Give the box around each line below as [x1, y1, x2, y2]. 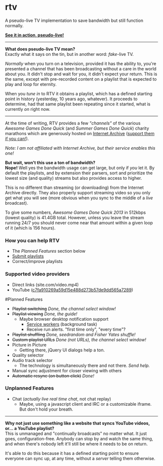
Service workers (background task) [26, 321, 98, 327]
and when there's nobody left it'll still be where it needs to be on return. [5, 441, 148, 447]
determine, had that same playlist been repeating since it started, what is [5, 101, 150, 107]
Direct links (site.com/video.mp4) [12, 281, 79, 288]
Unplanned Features [5, 385, 54, 392]
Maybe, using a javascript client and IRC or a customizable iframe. [19, 401, 152, 407]
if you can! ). [5, 136, 29, 141]
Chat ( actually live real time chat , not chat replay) [12, 396, 112, 402]
